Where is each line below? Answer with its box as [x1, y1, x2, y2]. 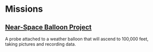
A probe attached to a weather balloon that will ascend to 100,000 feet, [5, 36, 149, 42]
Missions [5, 3, 43, 15]
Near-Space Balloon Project [5, 23, 92, 31]
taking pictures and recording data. [5, 41, 76, 47]
